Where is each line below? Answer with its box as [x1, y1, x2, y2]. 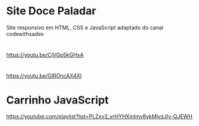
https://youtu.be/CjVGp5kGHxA [6, 51, 84, 59]
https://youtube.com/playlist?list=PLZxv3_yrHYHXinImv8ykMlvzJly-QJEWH [6, 113, 193, 120]
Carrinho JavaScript [6, 93, 109, 107]
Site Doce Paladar [6, 4, 97, 18]
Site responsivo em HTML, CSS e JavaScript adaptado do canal [6, 24, 164, 31]
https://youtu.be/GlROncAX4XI [6, 72, 82, 79]
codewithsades [6, 30, 44, 37]
